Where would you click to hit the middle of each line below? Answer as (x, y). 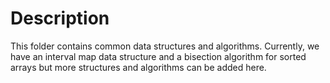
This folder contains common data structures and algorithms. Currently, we (165, 46)
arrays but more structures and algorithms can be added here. (138, 67)
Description (60, 18)
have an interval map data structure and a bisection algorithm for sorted (158, 56)
